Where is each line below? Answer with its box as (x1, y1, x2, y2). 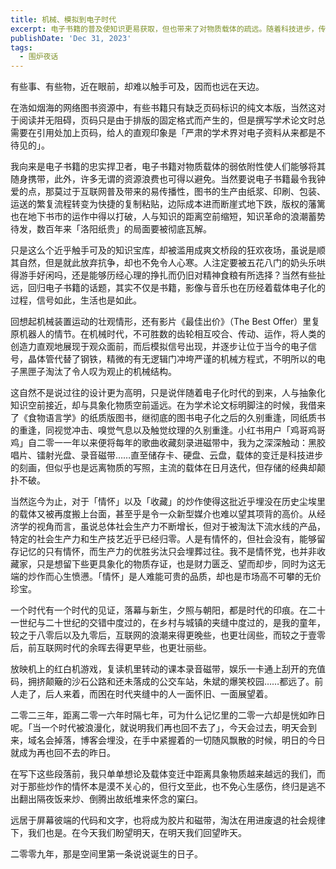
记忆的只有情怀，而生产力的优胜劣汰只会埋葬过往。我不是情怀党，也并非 (18, 546, 317, 558)
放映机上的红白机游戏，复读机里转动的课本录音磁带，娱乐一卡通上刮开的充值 (10, 663, 326, 675)
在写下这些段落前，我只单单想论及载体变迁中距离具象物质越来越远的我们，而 (10, 768, 326, 780)
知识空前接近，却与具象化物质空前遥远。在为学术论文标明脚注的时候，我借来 (10, 399, 326, 411)
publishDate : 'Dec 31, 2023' (10, 33, 132, 43)
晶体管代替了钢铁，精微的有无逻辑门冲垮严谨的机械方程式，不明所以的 (27, 353, 317, 365)
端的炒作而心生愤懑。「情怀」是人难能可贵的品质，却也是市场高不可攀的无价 (10, 571, 322, 583)
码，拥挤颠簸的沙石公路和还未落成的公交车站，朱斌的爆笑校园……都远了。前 (10, 676, 324, 688)
